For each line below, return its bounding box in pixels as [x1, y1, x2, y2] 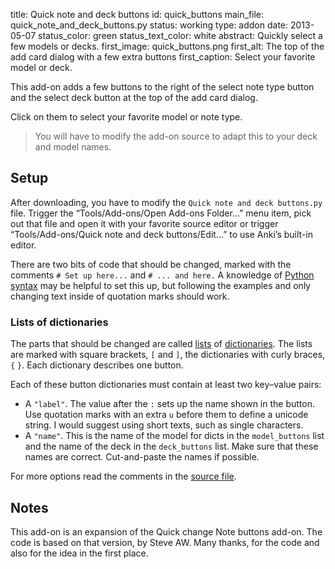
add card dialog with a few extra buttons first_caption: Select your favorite [10, 51, 316, 63]
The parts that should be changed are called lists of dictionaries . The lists [10, 338, 313, 350]
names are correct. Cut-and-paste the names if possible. [24, 451, 260, 463]
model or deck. [10, 62, 73, 73]
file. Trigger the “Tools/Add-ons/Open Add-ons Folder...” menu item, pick [10, 207, 312, 219]
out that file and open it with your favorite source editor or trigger [10, 217, 279, 229]
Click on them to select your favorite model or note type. [10, 111, 243, 123]
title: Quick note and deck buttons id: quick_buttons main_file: [10, 9, 265, 20]
